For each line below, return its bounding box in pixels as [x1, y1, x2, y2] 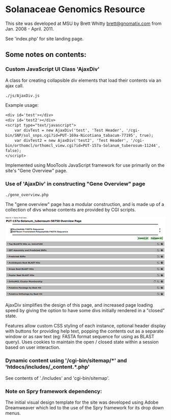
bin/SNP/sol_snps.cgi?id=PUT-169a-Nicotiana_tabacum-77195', [5, 133, 138, 138]
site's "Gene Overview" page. [5, 167, 68, 173]
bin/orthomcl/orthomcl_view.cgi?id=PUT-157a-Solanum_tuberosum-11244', [5, 143, 160, 148]
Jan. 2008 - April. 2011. [5, 25, 54, 32]
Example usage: [5, 102, 39, 108]
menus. [5, 410, 21, 416]
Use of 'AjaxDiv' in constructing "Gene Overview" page [5, 180, 146, 187]
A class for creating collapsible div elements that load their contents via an [5, 77, 161, 83]
